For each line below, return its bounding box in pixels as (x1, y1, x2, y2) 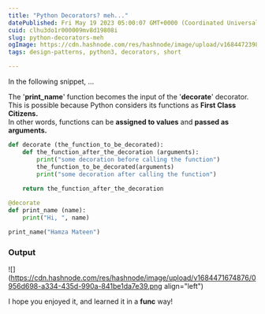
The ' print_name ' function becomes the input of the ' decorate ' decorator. (8, 92, 249, 101)
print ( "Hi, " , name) (22, 214, 90, 222)
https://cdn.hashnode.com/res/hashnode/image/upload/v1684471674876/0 (10, 273, 256, 282)
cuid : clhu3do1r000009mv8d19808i (8, 26, 118, 34)
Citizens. (8, 109, 39, 118)
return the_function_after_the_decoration (22, 185, 164, 193)
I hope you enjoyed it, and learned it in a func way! (8, 297, 174, 306)
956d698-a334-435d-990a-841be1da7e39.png (8, 281, 163, 290)
